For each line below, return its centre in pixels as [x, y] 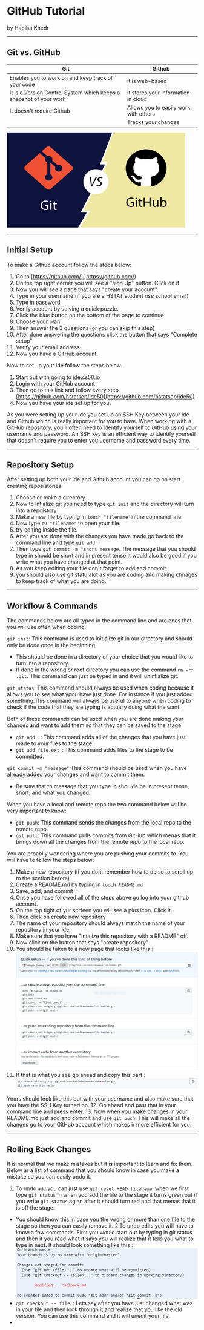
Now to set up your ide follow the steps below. [65, 365]
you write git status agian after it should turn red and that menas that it [106, 1201]
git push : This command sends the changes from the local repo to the [103, 823]
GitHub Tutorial [46, 11]
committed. [30, 756]
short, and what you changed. [53, 793]
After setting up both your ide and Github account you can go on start [94, 479]
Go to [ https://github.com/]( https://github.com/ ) [76, 276]
